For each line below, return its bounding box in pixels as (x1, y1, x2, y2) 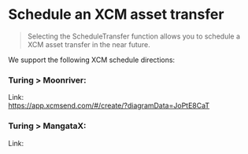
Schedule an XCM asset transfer (8, 5, 224, 24)
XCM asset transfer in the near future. (27, 39, 151, 49)
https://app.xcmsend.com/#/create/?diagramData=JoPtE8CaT (8, 101, 210, 111)
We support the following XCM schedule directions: (8, 55, 176, 64)
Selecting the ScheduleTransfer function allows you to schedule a (27, 31, 241, 41)
